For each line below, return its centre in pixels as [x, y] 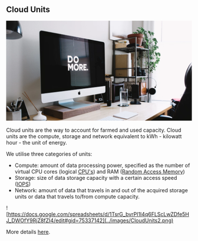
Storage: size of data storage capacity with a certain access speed [96, 178]
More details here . [28, 232]
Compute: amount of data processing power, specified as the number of [102, 165]
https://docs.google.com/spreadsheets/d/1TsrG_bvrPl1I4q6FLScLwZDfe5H [99, 214]
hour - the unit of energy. [37, 142]
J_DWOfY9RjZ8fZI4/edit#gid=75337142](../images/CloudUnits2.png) [90, 220]
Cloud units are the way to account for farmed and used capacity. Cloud [94, 130]
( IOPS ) [23, 184]
